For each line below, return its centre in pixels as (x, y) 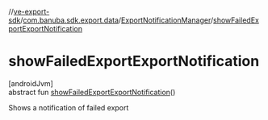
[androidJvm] (31, 83)
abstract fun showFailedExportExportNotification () (92, 92)
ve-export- (31, 12)
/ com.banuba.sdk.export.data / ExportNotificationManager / (117, 20)
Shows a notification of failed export (69, 107)
